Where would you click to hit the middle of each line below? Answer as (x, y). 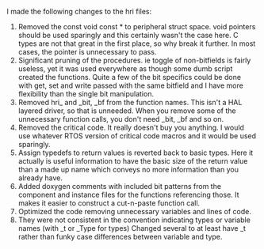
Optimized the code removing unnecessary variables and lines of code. (135, 211)
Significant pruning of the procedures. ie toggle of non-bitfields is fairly (134, 60)
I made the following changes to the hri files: (79, 11)
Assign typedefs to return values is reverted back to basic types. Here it (136, 153)
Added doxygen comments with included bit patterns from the (120, 186)
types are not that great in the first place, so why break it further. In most (137, 43)
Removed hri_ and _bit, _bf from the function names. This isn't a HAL (130, 102)
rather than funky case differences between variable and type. (120, 237)
